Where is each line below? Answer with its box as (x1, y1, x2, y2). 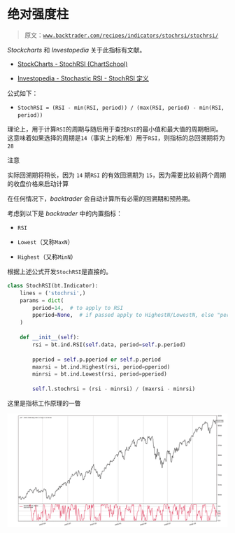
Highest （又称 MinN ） (17, 253, 77, 261)
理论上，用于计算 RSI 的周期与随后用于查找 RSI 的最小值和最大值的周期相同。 (7, 125, 222, 133)
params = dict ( (20, 297, 64, 304)
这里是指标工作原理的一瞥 (7, 399, 81, 408)
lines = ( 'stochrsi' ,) (20, 290, 86, 297)
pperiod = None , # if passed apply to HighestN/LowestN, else (32, 312, 215, 319)
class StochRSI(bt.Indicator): (7, 282, 99, 289)
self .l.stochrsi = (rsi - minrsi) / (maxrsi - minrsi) (32, 385, 196, 392)
